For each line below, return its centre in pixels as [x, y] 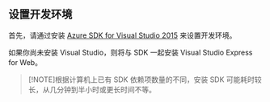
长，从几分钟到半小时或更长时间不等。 [92, 89]
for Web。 [25, 62]
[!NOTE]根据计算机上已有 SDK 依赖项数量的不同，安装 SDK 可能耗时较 [145, 80]
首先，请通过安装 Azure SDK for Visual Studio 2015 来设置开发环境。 [122, 35]
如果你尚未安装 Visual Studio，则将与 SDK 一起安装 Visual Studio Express [131, 52]
